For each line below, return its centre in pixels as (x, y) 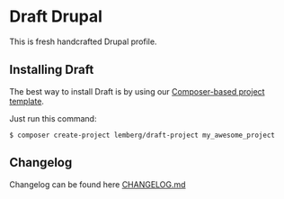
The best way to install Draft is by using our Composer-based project (137, 91)
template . (27, 101)
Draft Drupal (56, 17)
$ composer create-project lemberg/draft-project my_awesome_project (142, 135)
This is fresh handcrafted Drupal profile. (83, 41)
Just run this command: (53, 118)
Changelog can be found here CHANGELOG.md (98, 184)
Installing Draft (52, 70)
